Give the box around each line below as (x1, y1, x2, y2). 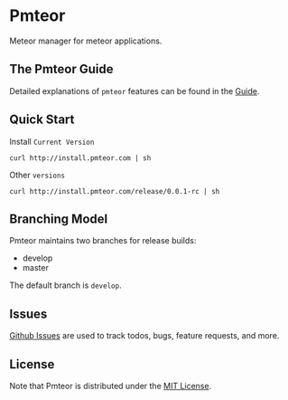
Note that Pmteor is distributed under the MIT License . (9, 381, 212, 391)
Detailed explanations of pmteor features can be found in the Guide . (9, 85, 260, 96)
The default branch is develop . (9, 280, 122, 290)
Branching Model (9, 211, 108, 226)
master (22, 262, 50, 273)
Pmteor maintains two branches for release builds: (9, 235, 197, 246)
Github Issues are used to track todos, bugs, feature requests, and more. (9, 330, 280, 341)
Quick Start (9, 112, 75, 128)
